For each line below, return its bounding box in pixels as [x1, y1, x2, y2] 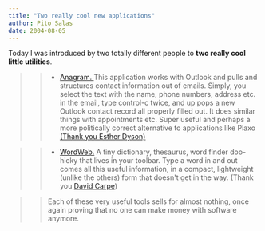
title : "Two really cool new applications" [8, 11, 156, 20]
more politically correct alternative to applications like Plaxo [59, 123, 256, 133]
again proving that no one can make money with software [47, 205, 237, 215]
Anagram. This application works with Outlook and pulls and [59, 73, 258, 82]
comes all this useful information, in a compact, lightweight [59, 165, 254, 174]
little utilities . [8, 57, 53, 66]
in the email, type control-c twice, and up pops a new [59, 98, 235, 108]
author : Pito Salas [8, 19, 73, 27]
